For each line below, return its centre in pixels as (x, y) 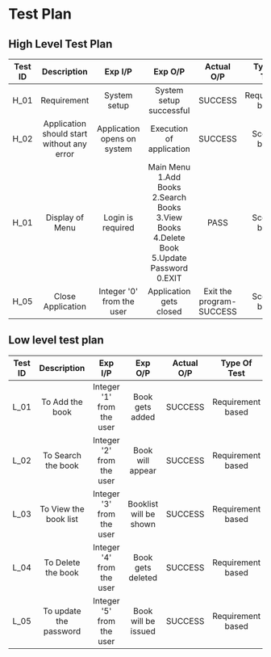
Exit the (218, 291)
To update (63, 611)
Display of (65, 217)
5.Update (169, 258)
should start (65, 134)
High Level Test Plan (60, 44)
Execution (169, 128)
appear (143, 470)
